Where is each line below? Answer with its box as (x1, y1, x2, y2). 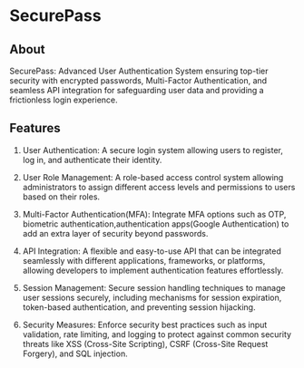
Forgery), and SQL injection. (22, 348, 129, 359)
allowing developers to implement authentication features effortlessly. (22, 265, 284, 276)
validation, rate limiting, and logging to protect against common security (22, 328, 292, 340)
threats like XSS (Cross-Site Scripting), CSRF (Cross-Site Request (22, 338, 269, 349)
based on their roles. (22, 191, 101, 202)
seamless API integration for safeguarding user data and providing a (9, 85, 265, 95)
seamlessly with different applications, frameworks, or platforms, (22, 255, 266, 266)
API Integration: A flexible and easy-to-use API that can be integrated (22, 246, 281, 257)
